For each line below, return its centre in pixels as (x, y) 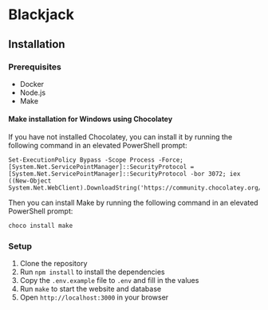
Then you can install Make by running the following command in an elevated (133, 203)
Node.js (33, 92)
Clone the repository (53, 264)
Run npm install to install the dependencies (92, 272)
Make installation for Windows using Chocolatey (91, 119)
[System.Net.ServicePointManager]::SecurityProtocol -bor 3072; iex (124, 174)
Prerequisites (35, 67)
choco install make (41, 226)
